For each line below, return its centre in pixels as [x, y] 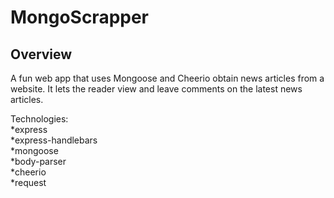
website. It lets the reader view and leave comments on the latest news [156, 89]
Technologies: [39, 119]
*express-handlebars [54, 140]
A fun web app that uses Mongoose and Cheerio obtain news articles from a [167, 78]
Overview [41, 54]
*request [28, 182]
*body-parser [38, 161]
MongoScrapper [80, 17]
